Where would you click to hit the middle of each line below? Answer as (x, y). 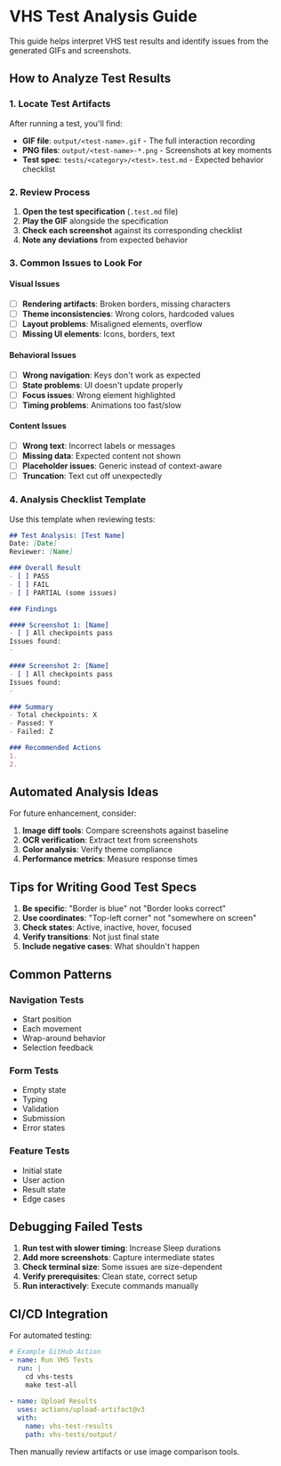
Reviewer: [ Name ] (41, 552)
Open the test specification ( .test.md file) (100, 211)
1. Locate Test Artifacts (60, 104)
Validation (40, 1109)
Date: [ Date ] (33, 544)
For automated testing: (51, 1336)
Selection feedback (57, 1047)
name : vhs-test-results (69, 1427)
